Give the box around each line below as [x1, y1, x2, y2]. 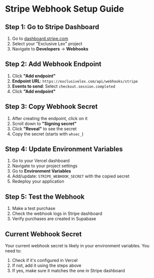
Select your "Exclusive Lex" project [12, 41, 82, 47]
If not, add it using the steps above [12, 262, 81, 268]
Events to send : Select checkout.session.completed [12, 83, 115, 89]
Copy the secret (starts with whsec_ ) [12, 131, 84, 137]
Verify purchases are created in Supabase [12, 216, 96, 222]
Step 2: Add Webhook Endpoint [5, 60, 102, 69]
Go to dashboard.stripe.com [12, 35, 69, 41]
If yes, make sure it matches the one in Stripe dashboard [12, 268, 125, 274]
